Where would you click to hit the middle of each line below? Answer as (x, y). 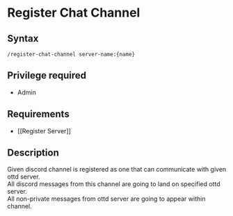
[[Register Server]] (44, 131)
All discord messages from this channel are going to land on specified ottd (114, 184)
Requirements (38, 114)
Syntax (23, 39)
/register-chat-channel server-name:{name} (71, 54)
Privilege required (47, 75)
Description (33, 153)
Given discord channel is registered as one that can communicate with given (117, 169)
